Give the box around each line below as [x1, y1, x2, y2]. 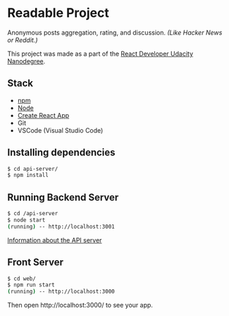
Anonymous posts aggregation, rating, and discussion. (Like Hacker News [7, 28, 223, 37]
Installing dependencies [7, 147, 116, 159]
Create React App [17, 111, 70, 119]
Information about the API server [7, 236, 102, 244]
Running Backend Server [7, 191, 119, 203]
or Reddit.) [7, 35, 38, 44]
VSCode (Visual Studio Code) [17, 126, 104, 135]
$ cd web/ [7, 275, 37, 282]
